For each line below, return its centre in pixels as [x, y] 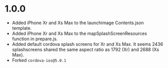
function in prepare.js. [35, 39]
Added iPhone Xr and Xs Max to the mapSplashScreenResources [79, 33]
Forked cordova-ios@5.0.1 [39, 60]
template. [22, 28]
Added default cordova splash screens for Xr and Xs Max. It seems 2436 [88, 44]
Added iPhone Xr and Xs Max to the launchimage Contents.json [78, 23]
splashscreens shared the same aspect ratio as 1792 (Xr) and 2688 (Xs [86, 49]
